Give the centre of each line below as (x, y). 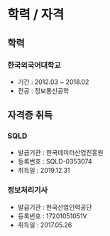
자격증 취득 (30, 116)
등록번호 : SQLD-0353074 (55, 161)
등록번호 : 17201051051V (52, 216)
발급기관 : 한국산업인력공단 (55, 207)
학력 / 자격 (36, 15)
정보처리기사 (28, 191)
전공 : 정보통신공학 (43, 90)
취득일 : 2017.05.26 (45, 225)
